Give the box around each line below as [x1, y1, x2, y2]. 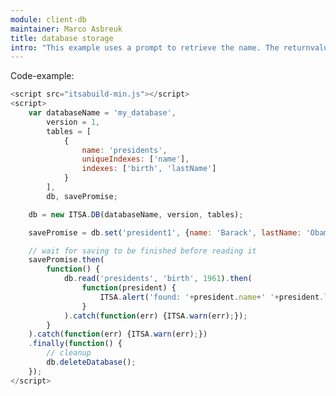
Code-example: [10, 70, 75, 82]
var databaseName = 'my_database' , [28, 108, 177, 118]
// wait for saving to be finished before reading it [28, 246, 257, 256]
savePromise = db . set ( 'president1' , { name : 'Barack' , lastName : [28, 227, 302, 238]
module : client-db [10, 14, 87, 25]
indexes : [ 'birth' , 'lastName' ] [81, 164, 217, 174]
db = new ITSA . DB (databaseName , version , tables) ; [28, 209, 244, 220]
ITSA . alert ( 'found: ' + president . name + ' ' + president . [99, 292, 325, 302]
